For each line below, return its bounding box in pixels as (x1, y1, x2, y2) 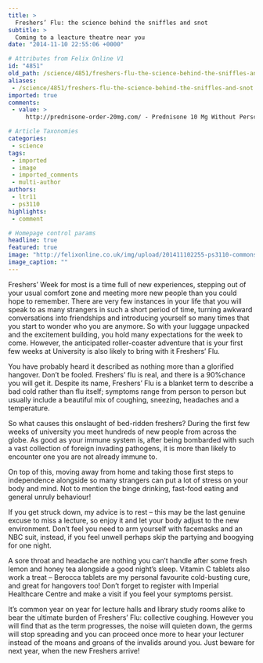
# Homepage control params (8, 229, 96, 237)
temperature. (8, 403, 50, 413)
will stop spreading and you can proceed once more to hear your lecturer (8, 629, 244, 639)
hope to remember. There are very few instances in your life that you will (8, 296, 242, 306)
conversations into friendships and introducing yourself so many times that (8, 313, 250, 322)
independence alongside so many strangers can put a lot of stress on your (8, 475, 249, 485)
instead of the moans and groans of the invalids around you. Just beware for (8, 637, 255, 647)
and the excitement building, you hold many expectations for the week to (8, 330, 243, 339)
